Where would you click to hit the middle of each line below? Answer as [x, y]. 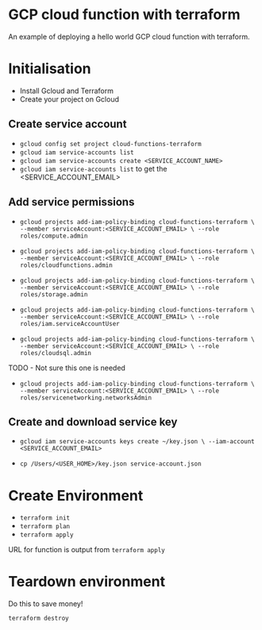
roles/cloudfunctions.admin [66, 265]
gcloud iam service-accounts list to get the [93, 168]
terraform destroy [39, 618]
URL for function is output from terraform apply [87, 550]
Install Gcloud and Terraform [66, 91]
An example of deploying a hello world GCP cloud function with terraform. [129, 37]
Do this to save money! [46, 604]
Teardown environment [87, 582]
